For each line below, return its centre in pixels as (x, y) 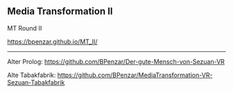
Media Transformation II (60, 11)
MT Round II (25, 28)
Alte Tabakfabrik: (32, 75)
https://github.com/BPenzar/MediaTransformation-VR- (135, 75)
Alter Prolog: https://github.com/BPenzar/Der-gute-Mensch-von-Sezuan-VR (116, 61)
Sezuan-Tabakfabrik (36, 82)
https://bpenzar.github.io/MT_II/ (52, 42)
